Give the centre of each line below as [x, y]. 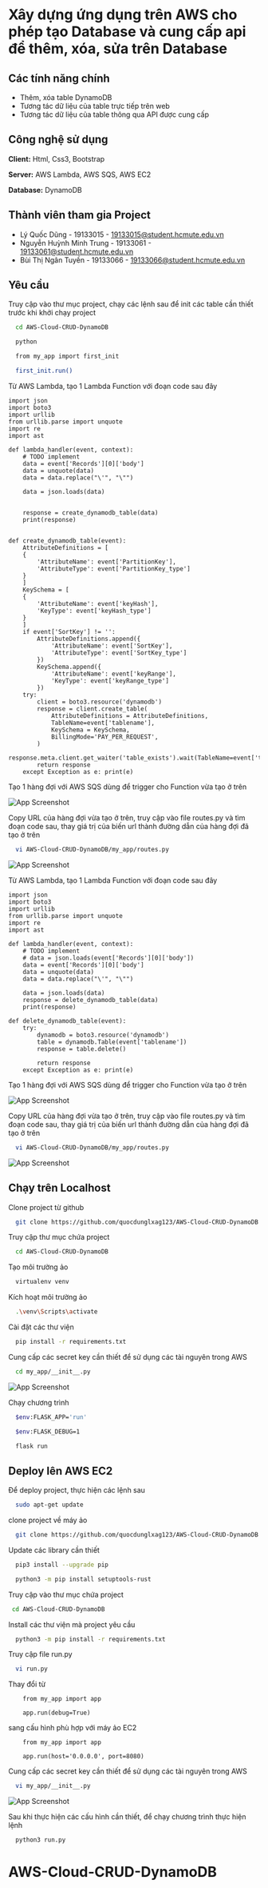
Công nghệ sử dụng [58, 140]
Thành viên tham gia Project [80, 215]
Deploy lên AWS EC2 [61, 1471]
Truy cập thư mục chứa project [59, 1237]
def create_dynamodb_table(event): [67, 541]
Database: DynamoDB [45, 190]
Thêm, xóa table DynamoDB [66, 97]
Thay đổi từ [27, 1684]
